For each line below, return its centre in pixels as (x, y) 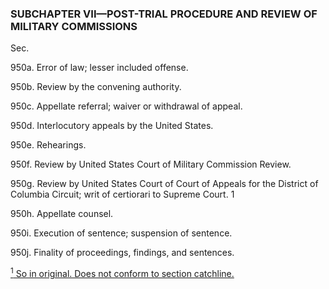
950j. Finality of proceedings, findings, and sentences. (122, 253)
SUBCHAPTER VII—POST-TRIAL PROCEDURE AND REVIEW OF (164, 14)
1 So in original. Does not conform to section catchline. (122, 272)
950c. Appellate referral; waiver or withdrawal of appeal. (126, 106)
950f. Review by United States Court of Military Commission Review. (151, 164)
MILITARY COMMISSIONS (74, 26)
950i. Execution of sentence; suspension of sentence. (121, 233)
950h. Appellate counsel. (62, 214)
